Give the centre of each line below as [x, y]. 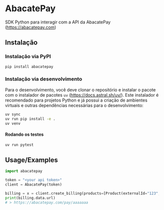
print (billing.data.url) [30, 198]
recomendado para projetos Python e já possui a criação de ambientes [76, 100]
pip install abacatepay [29, 66]
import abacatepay [24, 171]
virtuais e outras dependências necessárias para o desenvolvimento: [74, 105]
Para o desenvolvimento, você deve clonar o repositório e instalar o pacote [81, 90]
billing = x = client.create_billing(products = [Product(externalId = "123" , [83, 193]
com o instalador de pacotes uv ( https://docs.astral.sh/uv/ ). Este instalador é [82, 95]
